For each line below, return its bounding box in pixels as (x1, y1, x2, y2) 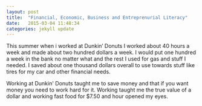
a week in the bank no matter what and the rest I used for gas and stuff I (6, 55, 186, 62)
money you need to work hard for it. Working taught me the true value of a (6, 86, 192, 94)
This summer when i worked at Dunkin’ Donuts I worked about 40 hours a (6, 42, 190, 50)
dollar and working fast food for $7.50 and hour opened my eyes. (6, 93, 168, 100)
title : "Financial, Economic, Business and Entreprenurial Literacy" (6, 15, 188, 21)
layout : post (6, 8, 39, 15)
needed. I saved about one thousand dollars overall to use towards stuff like (6, 62, 195, 69)
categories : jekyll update (6, 25, 74, 32)
